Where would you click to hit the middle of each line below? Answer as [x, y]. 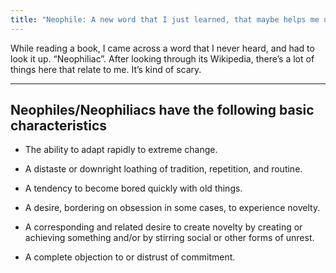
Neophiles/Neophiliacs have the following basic [162, 110]
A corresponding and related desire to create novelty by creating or [163, 227]
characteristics [59, 126]
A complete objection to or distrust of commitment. [130, 257]
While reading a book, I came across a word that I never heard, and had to [162, 48]
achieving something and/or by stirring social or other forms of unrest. [169, 238]
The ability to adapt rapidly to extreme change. [121, 150]
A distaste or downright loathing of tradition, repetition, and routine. [163, 169]
